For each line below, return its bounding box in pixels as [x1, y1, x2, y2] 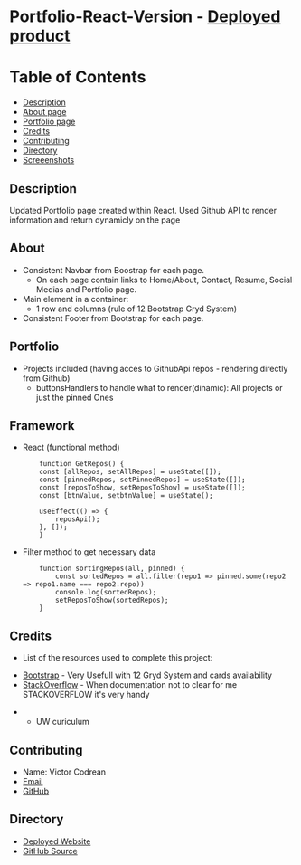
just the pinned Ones [35, 392, 114, 403]
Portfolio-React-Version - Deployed [9, 6, 281, 27]
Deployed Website [22, 835, 91, 847]
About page [22, 107, 67, 118]
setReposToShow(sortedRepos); [55, 595, 169, 605]
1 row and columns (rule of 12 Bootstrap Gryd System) [35, 303, 238, 314]
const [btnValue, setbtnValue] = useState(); [39, 491, 214, 500]
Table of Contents [9, 67, 146, 88]
